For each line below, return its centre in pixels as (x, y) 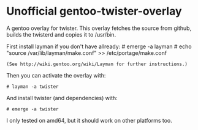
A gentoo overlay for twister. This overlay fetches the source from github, (99, 28)
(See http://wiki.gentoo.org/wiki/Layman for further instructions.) (97, 64)
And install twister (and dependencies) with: (62, 98)
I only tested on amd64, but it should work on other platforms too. (89, 120)
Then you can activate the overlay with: (56, 75)
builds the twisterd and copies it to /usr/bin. (61, 34)
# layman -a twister (33, 87)
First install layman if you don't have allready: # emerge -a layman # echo (99, 46)
